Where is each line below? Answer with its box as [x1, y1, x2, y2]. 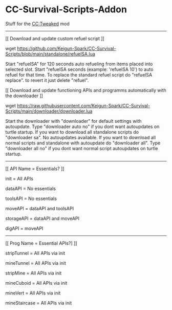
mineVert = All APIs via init [5, 289, 61, 296]
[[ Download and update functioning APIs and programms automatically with [5, 87, 166, 93]
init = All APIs [5, 175, 33, 181]
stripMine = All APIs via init [5, 270, 62, 276]
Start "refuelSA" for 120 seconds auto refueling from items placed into [5, 61, 153, 67]
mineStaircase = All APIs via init [5, 300, 72, 306]
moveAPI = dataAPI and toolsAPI [5, 205, 74, 211]
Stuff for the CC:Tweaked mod [5, 21, 70, 27]
